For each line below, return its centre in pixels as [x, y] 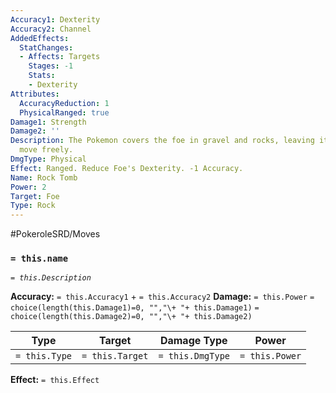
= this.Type [44, 356]
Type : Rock [33, 206]
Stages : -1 [51, 66]
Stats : [42, 76]
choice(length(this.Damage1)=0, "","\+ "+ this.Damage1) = [135, 308]
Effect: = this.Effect [55, 380]
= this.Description [51, 278]
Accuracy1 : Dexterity [55, 19]
